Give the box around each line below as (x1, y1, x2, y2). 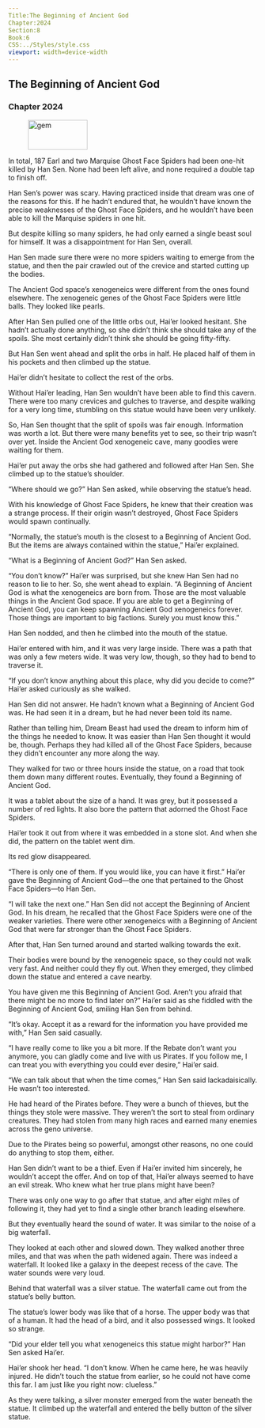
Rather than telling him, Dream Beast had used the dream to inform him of (8, 723, 248, 733)
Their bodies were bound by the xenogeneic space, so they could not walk (8, 955, 252, 964)
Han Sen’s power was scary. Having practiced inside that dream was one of (8, 187, 255, 198)
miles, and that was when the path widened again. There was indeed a (8, 1251, 239, 1260)
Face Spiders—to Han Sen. (8, 884, 97, 893)
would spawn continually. (8, 516, 91, 526)
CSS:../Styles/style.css (8, 41, 90, 49)
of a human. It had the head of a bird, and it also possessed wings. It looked (8, 1315, 256, 1325)
